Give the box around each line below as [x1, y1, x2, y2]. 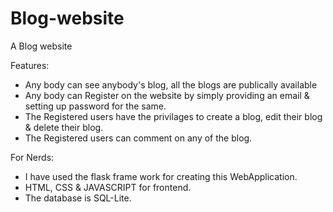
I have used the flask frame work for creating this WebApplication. [24, 170, 298, 182]
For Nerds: [10, 151, 55, 163]
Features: [10, 59, 50, 71]
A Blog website [10, 40, 73, 52]
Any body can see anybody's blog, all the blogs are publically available [24, 78, 318, 91]
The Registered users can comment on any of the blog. [24, 132, 253, 144]
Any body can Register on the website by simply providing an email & [24, 89, 310, 101]
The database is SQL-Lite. [24, 192, 132, 204]
